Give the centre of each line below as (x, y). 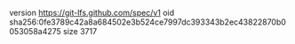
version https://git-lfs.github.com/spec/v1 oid (92, 13)
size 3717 (80, 31)
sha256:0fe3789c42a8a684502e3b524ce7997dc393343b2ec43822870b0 (148, 22)
